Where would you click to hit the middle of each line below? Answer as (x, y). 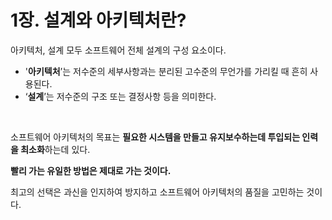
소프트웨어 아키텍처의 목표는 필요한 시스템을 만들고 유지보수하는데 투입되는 (155, 137)
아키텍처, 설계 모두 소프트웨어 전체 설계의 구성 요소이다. (118, 50)
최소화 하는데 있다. (55, 149)
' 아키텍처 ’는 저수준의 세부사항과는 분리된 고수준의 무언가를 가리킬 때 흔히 (166, 71)
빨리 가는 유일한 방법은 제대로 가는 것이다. (91, 170)
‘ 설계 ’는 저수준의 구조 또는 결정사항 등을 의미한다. (120, 96)
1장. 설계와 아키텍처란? (98, 20)
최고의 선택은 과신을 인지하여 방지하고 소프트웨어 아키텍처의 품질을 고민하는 (157, 192)
